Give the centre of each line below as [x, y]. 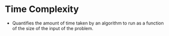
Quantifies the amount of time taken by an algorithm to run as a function [88, 23]
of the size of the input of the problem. [53, 28]
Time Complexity [42, 9]
